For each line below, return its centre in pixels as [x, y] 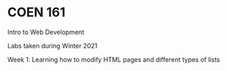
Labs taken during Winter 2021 [52, 45]
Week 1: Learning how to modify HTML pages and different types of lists [113, 59]
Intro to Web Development [46, 32]
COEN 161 [36, 12]
